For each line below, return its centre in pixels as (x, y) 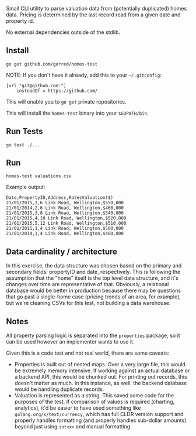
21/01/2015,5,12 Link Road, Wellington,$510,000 (66, 224)
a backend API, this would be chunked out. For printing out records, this (101, 377)
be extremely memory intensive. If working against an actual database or (102, 370)
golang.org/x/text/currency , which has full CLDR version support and (99, 414)
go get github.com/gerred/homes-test (52, 64)
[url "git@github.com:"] (36, 85)
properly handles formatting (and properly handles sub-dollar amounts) (100, 420)
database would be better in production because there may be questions (94, 291)
